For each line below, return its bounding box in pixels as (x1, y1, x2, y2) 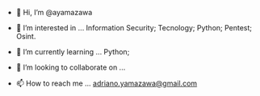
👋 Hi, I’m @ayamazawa (15, 8, 93, 17)
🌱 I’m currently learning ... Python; (15, 47, 130, 56)
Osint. (15, 32, 36, 41)
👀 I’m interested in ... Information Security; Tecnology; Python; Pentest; (15, 23, 253, 32)
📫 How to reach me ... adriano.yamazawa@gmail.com (15, 78, 198, 88)
